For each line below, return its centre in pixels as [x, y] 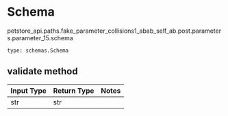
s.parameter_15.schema [40, 38]
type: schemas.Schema [38, 50]
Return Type [74, 91]
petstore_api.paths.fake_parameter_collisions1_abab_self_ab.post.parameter [114, 31]
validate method [42, 71]
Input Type [28, 91]
